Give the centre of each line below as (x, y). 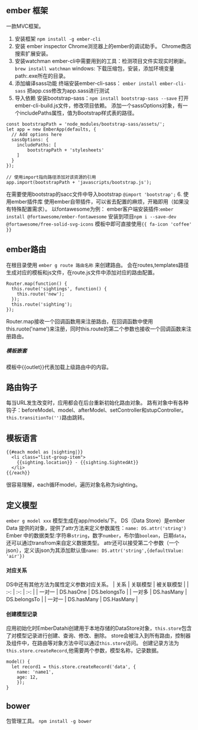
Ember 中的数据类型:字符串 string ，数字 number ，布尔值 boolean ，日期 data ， (98, 535)
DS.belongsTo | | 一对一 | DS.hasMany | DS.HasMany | (72, 599)
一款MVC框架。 (25, 26)
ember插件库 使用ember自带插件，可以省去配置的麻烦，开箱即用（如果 (98, 201)
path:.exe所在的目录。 (42, 75)
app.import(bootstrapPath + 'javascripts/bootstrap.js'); (79, 182)
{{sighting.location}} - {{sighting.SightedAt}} (78, 463)
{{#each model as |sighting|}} (45, 452)
